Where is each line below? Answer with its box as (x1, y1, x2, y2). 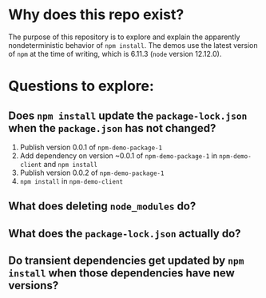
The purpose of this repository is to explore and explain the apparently (8, 32, 240, 42)
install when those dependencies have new (8, 266, 236, 280)
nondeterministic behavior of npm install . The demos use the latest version (8, 40, 258, 50)
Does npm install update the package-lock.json (8, 109, 248, 122)
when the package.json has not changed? (8, 121, 216, 135)
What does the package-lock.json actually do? (8, 226, 241, 240)
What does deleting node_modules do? (8, 200, 197, 213)
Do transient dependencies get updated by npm (8, 254, 244, 268)
